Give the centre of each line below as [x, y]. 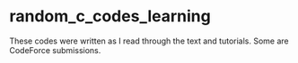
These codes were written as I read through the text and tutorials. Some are [149, 41]
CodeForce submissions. [55, 50]
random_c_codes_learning [110, 16]
